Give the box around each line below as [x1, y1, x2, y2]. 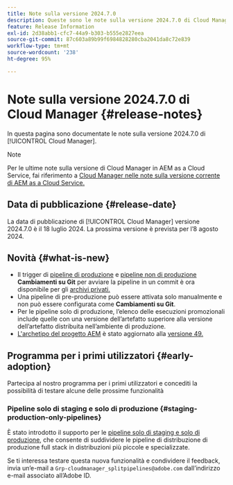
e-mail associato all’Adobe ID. [7, 471, 92, 480]
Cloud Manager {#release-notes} [7, 106, 203, 122]
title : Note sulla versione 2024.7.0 [7, 10, 116, 17]
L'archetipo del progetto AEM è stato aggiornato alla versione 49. [17, 330, 204, 338]
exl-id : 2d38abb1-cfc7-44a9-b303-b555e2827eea [7, 29, 144, 37]
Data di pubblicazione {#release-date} [7, 199, 177, 211]
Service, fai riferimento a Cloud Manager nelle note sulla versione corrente [7, 171, 221, 180]
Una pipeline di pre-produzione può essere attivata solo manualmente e [17, 293, 223, 301]
